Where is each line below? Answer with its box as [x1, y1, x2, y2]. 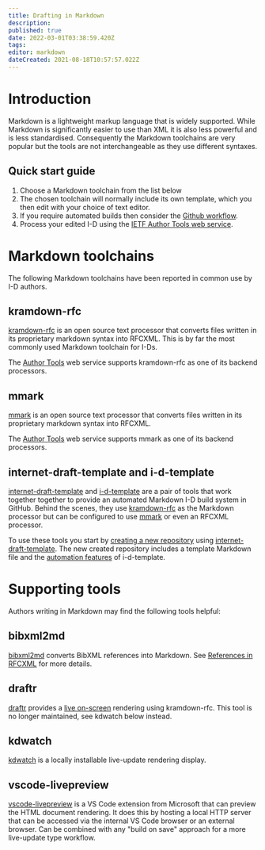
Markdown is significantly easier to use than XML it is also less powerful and [8, 124, 257, 134]
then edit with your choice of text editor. [19, 202, 150, 212]
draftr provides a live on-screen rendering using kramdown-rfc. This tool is [8, 703, 252, 712]
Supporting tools [8, 580, 121, 599]
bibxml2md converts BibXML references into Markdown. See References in [8, 650, 253, 660]
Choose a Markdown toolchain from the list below [19, 186, 182, 195]
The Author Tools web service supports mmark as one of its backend [8, 434, 234, 444]
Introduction [8, 90, 92, 108]
